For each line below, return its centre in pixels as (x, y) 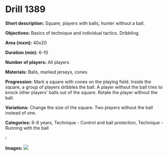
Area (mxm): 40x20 (26, 43)
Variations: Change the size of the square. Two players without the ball (79, 107)
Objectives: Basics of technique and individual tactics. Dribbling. (72, 33)
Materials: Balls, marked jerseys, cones (46, 72)
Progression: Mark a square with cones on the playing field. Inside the (78, 82)
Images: (14, 148)
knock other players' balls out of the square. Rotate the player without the (81, 92)
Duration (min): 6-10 (27, 52)
